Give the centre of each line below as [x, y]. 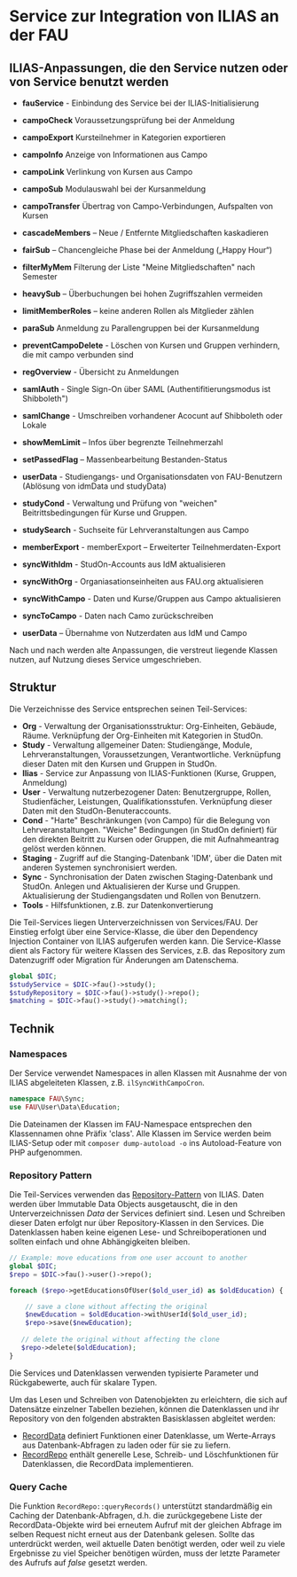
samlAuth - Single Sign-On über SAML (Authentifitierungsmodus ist [146, 389]
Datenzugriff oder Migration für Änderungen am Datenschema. [124, 960]
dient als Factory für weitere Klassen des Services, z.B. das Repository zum [147, 950]
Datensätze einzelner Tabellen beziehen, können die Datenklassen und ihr [144, 1408]
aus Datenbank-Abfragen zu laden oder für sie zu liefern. [126, 1445]
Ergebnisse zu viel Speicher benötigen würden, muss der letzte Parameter [145, 1553]
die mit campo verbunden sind [78, 355]
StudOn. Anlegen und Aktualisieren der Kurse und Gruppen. [131, 886]
